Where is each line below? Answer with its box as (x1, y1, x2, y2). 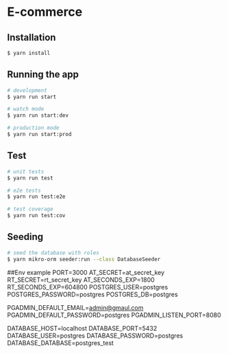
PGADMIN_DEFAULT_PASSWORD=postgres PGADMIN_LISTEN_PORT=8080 (7, 311, 221, 319)
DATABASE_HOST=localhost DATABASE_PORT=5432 (7, 324, 157, 332)
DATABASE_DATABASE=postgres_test (7, 338, 114, 347)
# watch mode (7, 106, 45, 113)
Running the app (7, 69, 79, 80)
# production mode (7, 124, 60, 131)
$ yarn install (7, 49, 51, 56)
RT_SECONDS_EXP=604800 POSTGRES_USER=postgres (7, 283, 168, 291)
